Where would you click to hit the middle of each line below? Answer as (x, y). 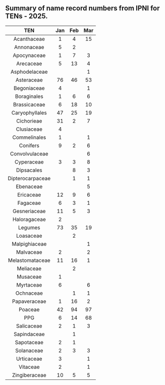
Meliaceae (29, 268)
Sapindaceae (29, 334)
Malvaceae (29, 252)
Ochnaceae (29, 293)
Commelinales (29, 137)
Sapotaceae (29, 342)
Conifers (29, 145)
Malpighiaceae (29, 244)
